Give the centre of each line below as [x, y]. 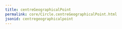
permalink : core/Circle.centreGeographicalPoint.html [61, 14]
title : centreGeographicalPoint [38, 10]
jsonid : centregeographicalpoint [39, 19]
